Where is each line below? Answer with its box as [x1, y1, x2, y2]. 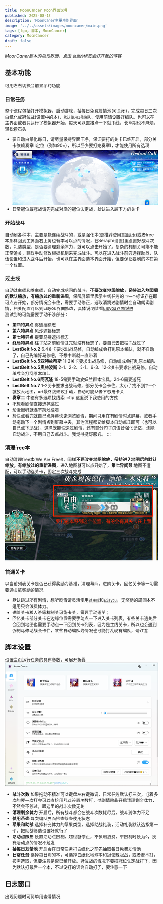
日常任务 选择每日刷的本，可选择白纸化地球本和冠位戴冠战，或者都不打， [12, 852, 158, 858]
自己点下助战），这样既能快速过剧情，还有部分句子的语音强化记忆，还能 [12, 425, 155, 431]
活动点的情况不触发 [16, 840, 55, 846]
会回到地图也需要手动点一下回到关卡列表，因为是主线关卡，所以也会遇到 [12, 621, 157, 627]
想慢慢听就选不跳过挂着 [12, 407, 59, 412]
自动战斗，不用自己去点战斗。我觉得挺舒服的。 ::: [12, 431, 111, 437]
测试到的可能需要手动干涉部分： [5, 311, 69, 317]
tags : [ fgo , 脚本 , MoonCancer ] [5, 28, 67, 34]
